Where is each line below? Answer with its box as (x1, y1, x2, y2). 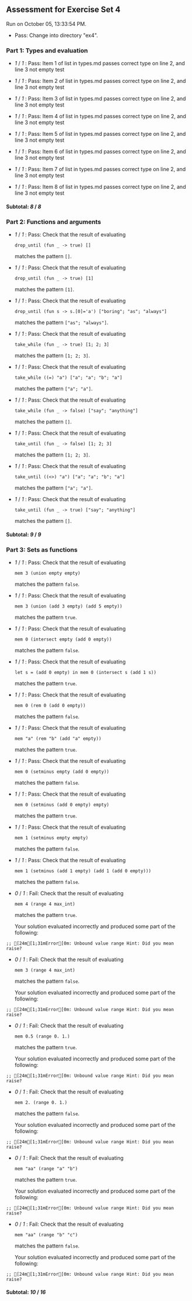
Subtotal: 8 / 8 (6, 203, 42, 210)
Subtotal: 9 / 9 (6, 531, 42, 538)
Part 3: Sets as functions (6, 545, 78, 553)
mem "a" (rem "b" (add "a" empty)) (14, 735, 102, 742)
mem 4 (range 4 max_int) (14, 901, 76, 907)
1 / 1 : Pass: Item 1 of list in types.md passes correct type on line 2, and (14, 60, 186, 67)
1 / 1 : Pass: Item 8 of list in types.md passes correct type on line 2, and (14, 184, 186, 191)
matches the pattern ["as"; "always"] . (14, 319, 109, 326)
